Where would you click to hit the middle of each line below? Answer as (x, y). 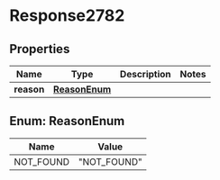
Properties (40, 49)
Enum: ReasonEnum (67, 121)
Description (146, 74)
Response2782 (67, 16)
